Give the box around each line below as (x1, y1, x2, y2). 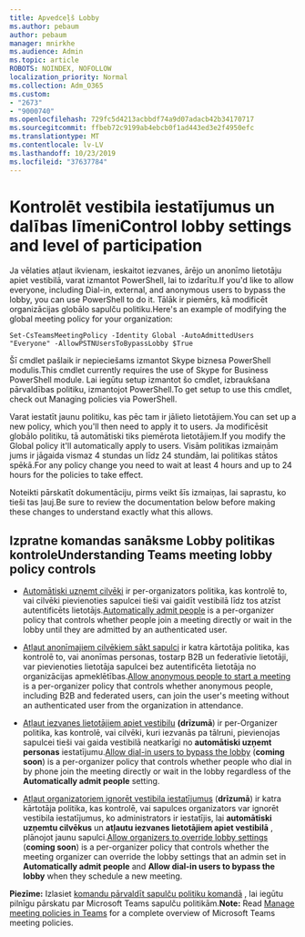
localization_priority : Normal (9, 73, 128, 82)
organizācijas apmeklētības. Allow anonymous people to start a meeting (22, 671, 291, 682)
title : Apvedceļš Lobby (9, 13, 100, 23)
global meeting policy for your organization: (9, 313, 173, 324)
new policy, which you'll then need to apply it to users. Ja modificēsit (9, 421, 269, 433)
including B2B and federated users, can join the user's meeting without (22, 690, 290, 701)
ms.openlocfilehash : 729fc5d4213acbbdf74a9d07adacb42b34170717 (9, 115, 255, 124)
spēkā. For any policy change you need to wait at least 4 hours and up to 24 (9, 460, 293, 471)
